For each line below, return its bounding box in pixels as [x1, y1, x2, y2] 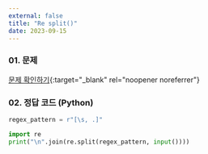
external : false [8, 11, 63, 20]
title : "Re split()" [8, 19, 79, 27]
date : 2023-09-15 [8, 27, 67, 35]
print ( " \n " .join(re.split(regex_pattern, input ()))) [8, 138, 190, 146]
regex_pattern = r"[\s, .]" [8, 115, 104, 123]
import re [8, 130, 42, 138]
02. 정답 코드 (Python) [8, 97, 94, 108]
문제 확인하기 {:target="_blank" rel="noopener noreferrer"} [8, 74, 201, 85]
